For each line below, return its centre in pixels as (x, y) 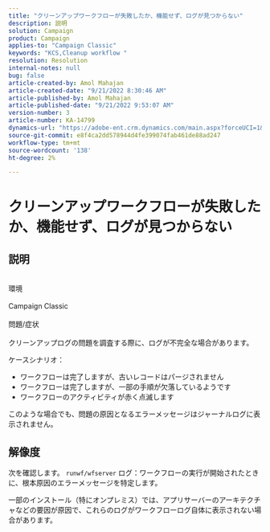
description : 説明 (38, 23)
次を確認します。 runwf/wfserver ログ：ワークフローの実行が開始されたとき (134, 473)
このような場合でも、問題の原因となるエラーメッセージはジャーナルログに (131, 414)
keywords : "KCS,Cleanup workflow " (68, 53)
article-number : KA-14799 (51, 121)
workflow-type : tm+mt (45, 143)
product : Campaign (39, 38)
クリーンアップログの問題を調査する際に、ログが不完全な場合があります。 (131, 343)
